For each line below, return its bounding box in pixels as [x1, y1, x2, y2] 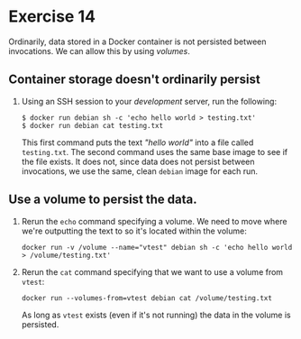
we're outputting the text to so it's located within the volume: [21, 225, 247, 236]
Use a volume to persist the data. [8, 192, 197, 207]
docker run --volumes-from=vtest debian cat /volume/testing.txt [21, 293, 272, 303]
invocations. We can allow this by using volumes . [8, 45, 190, 56]
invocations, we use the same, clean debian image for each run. [21, 165, 259, 177]
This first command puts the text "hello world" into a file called [21, 137, 254, 148]
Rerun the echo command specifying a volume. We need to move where [21, 215, 287, 226]
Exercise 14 [8, 6, 96, 27]
